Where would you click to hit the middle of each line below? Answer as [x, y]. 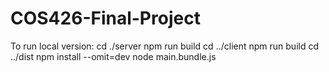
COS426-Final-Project [105, 18]
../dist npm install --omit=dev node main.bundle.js [113, 56]
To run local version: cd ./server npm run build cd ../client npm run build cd [164, 46]
